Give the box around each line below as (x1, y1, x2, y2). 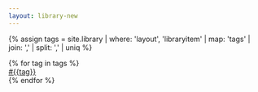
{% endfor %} (8, 75, 55, 85)
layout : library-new (8, 11, 79, 20)
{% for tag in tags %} (8, 58, 80, 68)
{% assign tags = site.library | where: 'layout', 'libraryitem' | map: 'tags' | (8, 34, 251, 44)
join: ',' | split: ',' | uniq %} (8, 42, 93, 52)
